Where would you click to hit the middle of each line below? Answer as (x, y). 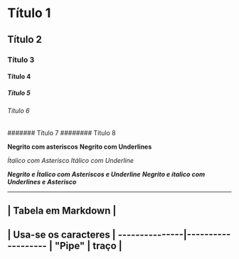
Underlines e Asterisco (42, 181)
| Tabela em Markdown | (62, 211)
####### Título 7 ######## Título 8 (62, 132)
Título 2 (25, 39)
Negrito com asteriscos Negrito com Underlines (80, 147)
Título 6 (18, 111)
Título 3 (21, 60)
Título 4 (19, 77)
